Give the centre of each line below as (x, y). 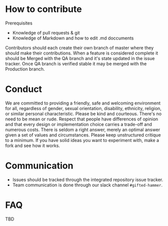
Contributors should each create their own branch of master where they (79, 47)
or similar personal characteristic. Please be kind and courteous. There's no (83, 113)
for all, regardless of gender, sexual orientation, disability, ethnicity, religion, (83, 108)
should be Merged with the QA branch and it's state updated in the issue (80, 58)
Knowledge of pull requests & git (46, 32)
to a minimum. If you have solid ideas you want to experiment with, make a (82, 140)
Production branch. (25, 69)
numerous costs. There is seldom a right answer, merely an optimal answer (83, 129)
